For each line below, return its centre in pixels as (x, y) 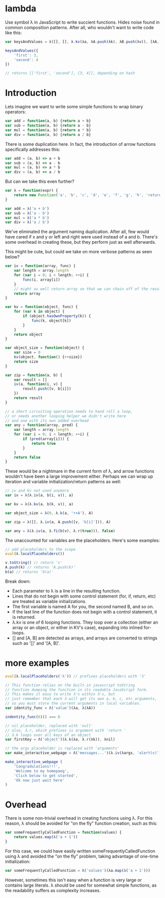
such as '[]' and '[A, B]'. (36, 643)
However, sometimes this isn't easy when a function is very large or (74, 880)
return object (28, 334)
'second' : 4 (26, 60)
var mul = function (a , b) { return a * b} (48, 130)
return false (27, 457)
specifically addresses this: (33, 149)
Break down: (18, 581)
